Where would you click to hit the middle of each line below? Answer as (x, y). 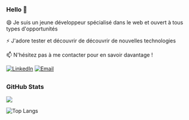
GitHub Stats (25, 87)
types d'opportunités (32, 29)
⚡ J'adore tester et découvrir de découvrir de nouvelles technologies (91, 41)
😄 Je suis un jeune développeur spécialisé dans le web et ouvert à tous (95, 23)
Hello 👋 (17, 10)
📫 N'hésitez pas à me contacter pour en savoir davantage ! (80, 55)
